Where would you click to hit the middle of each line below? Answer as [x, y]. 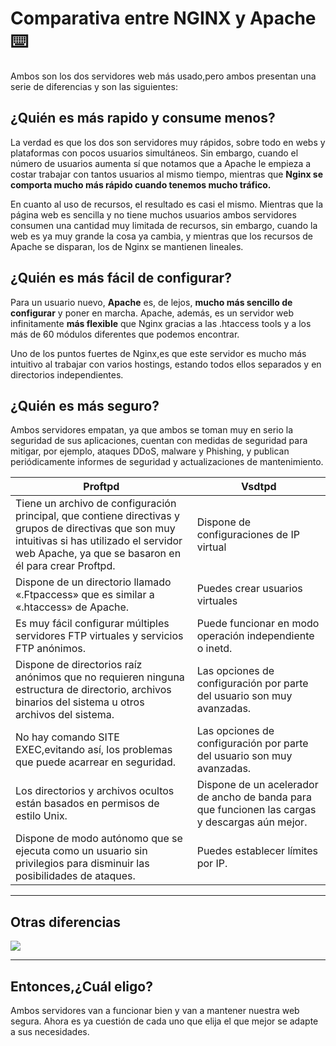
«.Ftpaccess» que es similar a [85, 595]
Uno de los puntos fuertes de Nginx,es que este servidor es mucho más [158, 353]
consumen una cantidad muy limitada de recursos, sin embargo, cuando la [164, 225]
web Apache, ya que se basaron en [98, 554]
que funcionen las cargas [256, 810]
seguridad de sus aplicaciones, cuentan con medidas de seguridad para [159, 441]
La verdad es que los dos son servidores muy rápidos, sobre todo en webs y [168, 142]
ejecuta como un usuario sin [81, 851]
